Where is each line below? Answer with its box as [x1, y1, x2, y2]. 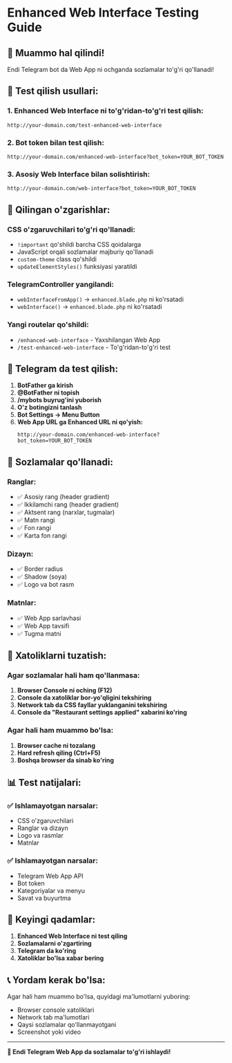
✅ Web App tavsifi [17, 621, 70, 630]
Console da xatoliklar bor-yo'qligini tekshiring [17, 693, 152, 702]
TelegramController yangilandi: [7, 279, 114, 289]
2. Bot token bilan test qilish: [7, 138, 105, 147]
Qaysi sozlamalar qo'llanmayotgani [17, 1021, 117, 1029]
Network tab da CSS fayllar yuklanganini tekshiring [17, 701, 168, 709]
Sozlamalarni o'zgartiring [17, 939, 92, 948]
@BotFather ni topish [17, 388, 79, 397]
